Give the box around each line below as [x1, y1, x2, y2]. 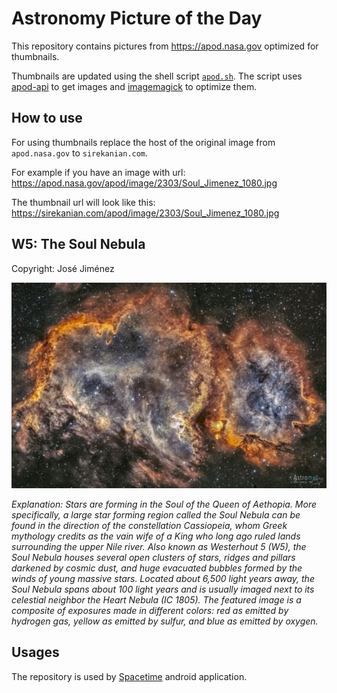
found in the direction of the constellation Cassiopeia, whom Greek [11, 519, 288, 531]
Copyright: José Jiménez [11, 262, 115, 274]
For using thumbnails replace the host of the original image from [11, 136, 276, 148]
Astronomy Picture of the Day [11, 7, 263, 30]
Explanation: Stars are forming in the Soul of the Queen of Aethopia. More [11, 498, 318, 510]
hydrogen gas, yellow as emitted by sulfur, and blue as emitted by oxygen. [11, 615, 319, 627]
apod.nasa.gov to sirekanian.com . [11, 147, 149, 159]
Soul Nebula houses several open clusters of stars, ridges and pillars [11, 551, 296, 563]
